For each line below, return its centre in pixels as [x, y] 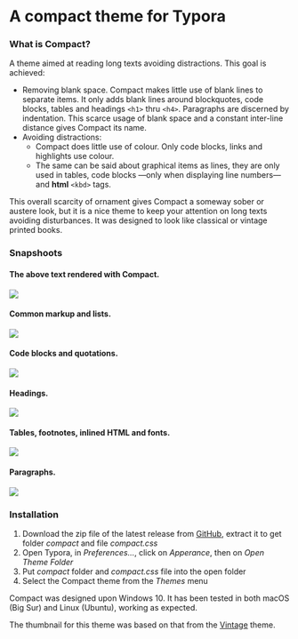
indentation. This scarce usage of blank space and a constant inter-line [153, 118]
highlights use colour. [75, 156]
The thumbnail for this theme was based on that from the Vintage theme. [142, 625]
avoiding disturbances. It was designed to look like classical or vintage [138, 220]
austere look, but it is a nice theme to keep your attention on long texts [138, 212]
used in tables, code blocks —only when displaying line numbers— [158, 175]
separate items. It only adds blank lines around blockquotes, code [143, 100]
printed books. [36, 230]
